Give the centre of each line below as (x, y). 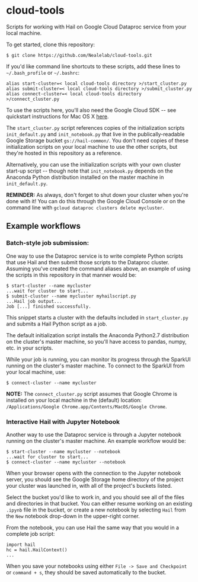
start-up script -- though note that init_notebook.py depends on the (90, 171)
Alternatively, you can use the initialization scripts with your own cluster (94, 164)
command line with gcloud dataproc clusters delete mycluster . (85, 207)
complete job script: (31, 533)
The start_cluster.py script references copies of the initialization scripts (95, 127)
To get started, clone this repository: (50, 44)
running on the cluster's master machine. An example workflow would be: (96, 441)
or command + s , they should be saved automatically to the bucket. (86, 572)
